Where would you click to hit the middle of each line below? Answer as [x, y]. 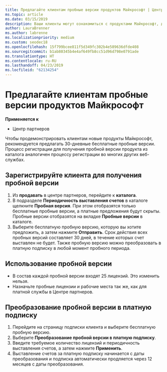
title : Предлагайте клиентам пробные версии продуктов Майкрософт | [78, 10]
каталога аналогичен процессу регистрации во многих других [72, 154]
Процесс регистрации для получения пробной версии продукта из [77, 149]
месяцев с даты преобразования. [48, 364]
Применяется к [22, 119]
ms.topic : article [24, 14]
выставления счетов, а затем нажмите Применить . [67, 348]
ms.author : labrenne [27, 33]
